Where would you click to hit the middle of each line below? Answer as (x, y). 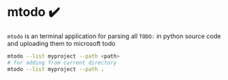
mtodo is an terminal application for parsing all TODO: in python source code (114, 36)
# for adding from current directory (62, 63)
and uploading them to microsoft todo (61, 43)
